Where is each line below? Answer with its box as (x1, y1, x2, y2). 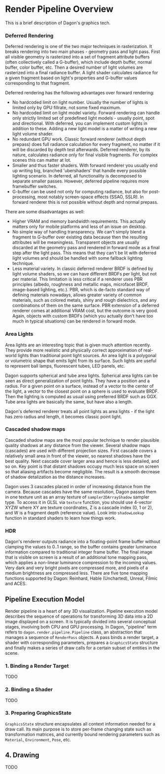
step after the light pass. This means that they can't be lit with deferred (12, 250, 157, 256)
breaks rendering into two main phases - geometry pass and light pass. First (5, 48, 160, 55)
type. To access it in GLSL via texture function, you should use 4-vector (5, 499, 152, 505)
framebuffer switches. (12, 183, 58, 189)
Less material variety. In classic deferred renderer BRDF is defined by (12, 266, 154, 272)
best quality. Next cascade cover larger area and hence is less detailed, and (5, 458, 159, 464)
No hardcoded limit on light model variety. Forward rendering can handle (12, 110, 160, 116)
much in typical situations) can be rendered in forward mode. (12, 318, 136, 324)
